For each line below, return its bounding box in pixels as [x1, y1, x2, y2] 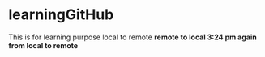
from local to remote [8, 40, 79, 50]
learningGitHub [8, 6, 114, 24]
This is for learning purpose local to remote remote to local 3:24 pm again [8, 32, 257, 42]
